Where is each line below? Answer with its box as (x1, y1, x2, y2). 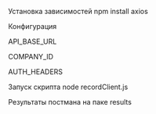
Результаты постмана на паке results (8, 98, 132, 106)
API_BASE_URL (8, 37, 57, 46)
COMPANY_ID (8, 52, 53, 61)
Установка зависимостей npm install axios (8, 7, 149, 16)
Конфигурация (8, 22, 57, 30)
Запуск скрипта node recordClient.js (8, 82, 129, 91)
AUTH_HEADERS (8, 67, 63, 77)
